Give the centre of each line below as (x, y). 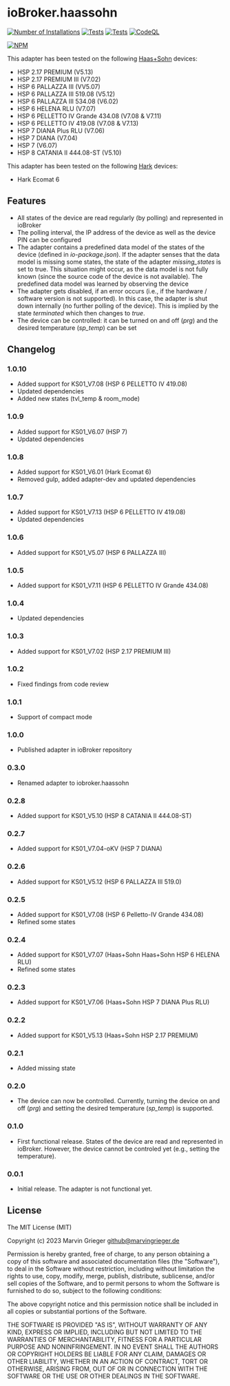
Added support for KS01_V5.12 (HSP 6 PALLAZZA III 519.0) (99, 881)
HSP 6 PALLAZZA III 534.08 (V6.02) (67, 101)
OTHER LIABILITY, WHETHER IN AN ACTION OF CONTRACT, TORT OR (107, 1361)
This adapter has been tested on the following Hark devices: (93, 166)
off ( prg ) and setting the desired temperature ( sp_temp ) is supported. (115, 1109)
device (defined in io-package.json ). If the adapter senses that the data (118, 254)
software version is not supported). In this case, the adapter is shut (112, 298)
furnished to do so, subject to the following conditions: (84, 1290)
